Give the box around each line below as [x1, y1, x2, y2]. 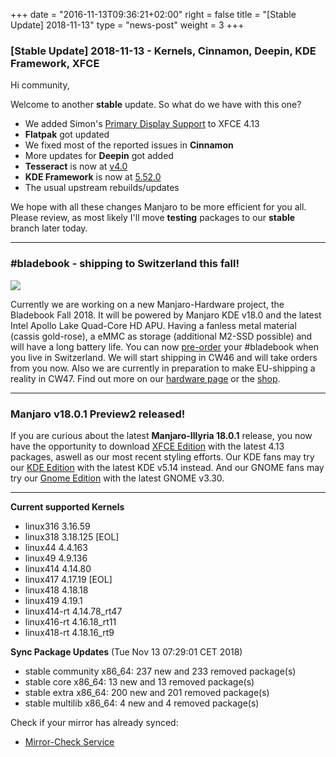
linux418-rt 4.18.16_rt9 [24, 626, 115, 638]
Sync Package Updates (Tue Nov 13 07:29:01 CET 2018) [10, 645, 243, 658]
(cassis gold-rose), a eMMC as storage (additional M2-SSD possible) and [10, 330, 313, 342]
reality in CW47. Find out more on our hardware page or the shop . [10, 372, 281, 384]
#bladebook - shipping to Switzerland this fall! [10, 257, 240, 271]
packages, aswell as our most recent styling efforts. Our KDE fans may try [10, 450, 315, 463]
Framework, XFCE [10, 56, 100, 70]
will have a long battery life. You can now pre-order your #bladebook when [10, 340, 320, 353]
